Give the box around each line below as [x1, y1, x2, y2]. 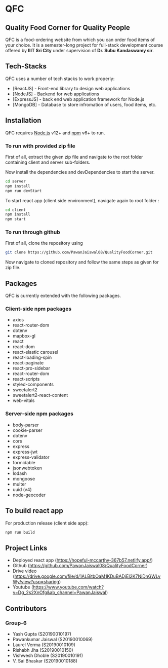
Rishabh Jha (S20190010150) [12, 647, 73, 653]
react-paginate [12, 360, 44, 366]
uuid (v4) [12, 486, 32, 492]
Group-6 [5, 619, 27, 626]
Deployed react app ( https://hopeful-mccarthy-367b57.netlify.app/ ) [12, 557, 153, 563]
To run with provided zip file [5, 142, 75, 150]
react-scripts [12, 376, 40, 382]
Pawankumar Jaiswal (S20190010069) [12, 636, 93, 642]
